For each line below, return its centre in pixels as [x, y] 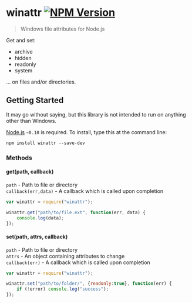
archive [24, 51]
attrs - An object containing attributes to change [65, 256]
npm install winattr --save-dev [46, 143]
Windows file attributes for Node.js [63, 29]
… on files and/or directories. [41, 82]
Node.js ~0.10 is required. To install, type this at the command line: [87, 132]
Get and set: [21, 40]
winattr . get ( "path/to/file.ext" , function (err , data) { [76, 212]
